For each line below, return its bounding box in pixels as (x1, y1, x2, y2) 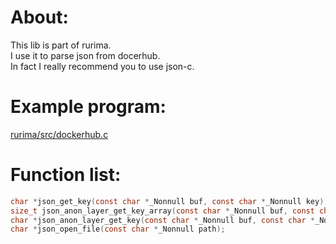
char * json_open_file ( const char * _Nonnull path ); (10, 224, 226, 235)
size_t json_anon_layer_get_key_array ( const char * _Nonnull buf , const (10, 206, 315, 216)
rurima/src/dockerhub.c (10, 128, 109, 140)
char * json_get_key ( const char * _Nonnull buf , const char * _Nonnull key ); (10, 196, 329, 206)
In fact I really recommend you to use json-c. (10, 60, 195, 72)
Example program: (10, 96, 167, 118)
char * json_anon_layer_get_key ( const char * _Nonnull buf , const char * (10, 215, 315, 225)
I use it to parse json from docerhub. (10, 49, 161, 61)
